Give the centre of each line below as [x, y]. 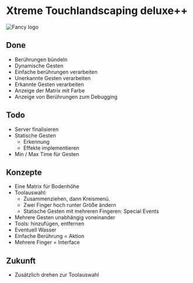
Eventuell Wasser [35, 230]
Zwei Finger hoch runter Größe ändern [70, 205]
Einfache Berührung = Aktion [49, 236]
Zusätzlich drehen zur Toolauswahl [57, 275]
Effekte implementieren [51, 148]
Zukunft [21, 260]
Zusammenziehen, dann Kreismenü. [67, 199]
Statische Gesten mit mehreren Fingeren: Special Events [91, 211]
